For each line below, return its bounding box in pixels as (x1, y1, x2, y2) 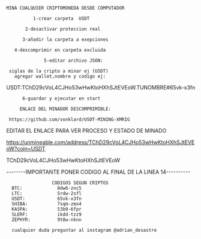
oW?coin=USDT (6, 145, 46, 152)
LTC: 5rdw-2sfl (11, 190, 82, 196)
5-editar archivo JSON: (44, 58, 103, 64)
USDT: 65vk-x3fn (11, 196, 82, 202)
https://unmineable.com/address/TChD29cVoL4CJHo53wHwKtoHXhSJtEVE (6, 139, 195, 146)
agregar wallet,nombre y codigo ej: (14, 73, 106, 79)
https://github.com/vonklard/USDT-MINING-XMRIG (8, 116, 130, 123)
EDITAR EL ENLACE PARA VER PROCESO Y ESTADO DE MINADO (6, 127, 167, 134)
